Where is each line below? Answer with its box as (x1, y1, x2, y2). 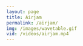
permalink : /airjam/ (6, 20, 59, 26)
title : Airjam (6, 14, 42, 20)
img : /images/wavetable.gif (6, 25, 78, 32)
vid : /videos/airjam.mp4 (6, 31, 69, 37)
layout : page (6, 8, 39, 15)
